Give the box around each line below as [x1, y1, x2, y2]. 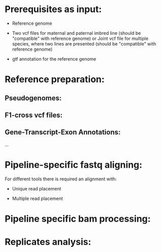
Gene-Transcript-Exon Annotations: [5, 128, 121, 137]
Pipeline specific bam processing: [5, 213, 151, 224]
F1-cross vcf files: [5, 111, 63, 119]
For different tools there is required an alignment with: [5, 176, 117, 182]
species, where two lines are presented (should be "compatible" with [12, 40, 156, 46]
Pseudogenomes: [5, 93, 62, 102]
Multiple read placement [12, 195, 63, 201]
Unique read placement [12, 185, 61, 191]
